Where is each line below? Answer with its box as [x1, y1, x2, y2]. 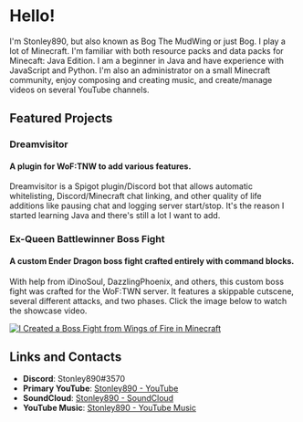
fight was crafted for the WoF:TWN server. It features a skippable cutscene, [9, 285, 295, 297]
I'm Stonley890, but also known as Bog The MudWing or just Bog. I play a [9, 36, 286, 47]
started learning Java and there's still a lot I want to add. [9, 210, 221, 221]
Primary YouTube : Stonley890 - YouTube [22, 383, 179, 394]
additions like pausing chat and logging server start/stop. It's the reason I [9, 200, 285, 211]
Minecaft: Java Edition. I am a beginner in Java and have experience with [9, 55, 285, 66]
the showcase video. [9, 305, 88, 316]
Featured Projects [9, 111, 113, 126]
